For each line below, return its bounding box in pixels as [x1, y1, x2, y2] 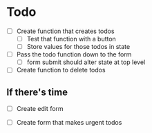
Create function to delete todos [16, 66, 106, 74]
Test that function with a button [26, 35, 117, 43]
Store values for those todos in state [26, 43, 131, 51]
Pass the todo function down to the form [16, 50, 132, 59]
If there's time [6, 86, 68, 98]
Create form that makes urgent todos [16, 119, 122, 127]
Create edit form [16, 105, 64, 113]
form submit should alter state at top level [26, 58, 146, 66]
